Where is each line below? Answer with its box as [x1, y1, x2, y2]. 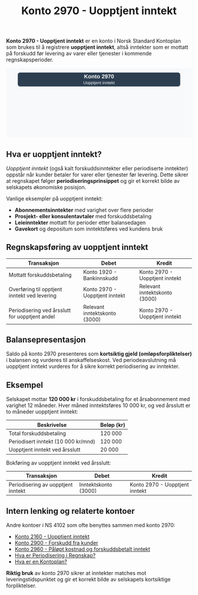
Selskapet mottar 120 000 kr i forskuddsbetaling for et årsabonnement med [6, 396, 190, 403]
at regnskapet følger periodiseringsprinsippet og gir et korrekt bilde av [6, 177, 180, 184]
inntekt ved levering [8, 292, 57, 299]
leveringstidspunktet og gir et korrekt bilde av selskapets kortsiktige [6, 576, 171, 583]
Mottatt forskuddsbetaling [8, 271, 72, 278]
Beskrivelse [37, 421, 67, 428]
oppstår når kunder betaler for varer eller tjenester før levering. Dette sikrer [6, 171, 189, 178]
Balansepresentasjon [6, 334, 86, 344]
